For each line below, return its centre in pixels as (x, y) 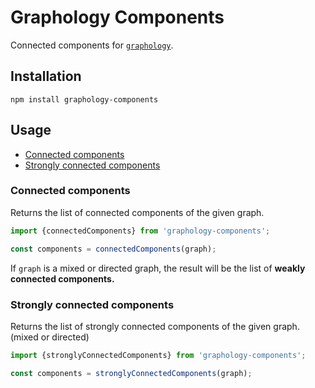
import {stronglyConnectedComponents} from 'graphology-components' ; (158, 355)
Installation (46, 76)
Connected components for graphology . (92, 45)
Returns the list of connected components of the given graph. (137, 212)
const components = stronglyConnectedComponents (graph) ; (131, 373)
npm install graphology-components (84, 99)
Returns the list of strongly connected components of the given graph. (155, 326)
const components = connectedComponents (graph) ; (113, 249)
